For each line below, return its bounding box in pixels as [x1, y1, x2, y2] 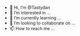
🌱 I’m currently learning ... [9, 15, 62, 20]
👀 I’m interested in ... [9, 10, 51, 16]
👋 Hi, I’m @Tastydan [9, 5, 50, 10]
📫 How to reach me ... [9, 26, 55, 31]
